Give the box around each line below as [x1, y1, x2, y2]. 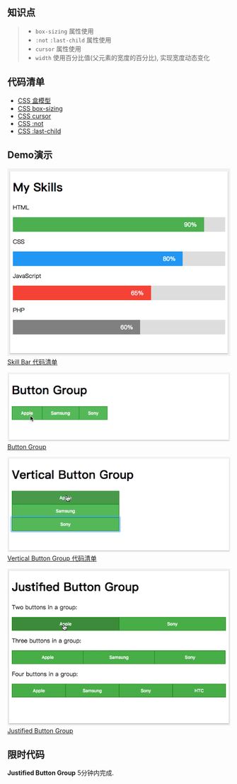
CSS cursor [17, 112, 52, 120]
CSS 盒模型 [17, 96, 51, 105]
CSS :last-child [17, 127, 62, 135]
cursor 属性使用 [35, 45, 81, 53]
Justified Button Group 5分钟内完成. [7, 768, 115, 777]
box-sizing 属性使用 [35, 27, 94, 35]
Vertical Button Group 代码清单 [7, 554, 97, 563]
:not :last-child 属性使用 [35, 35, 112, 44]
